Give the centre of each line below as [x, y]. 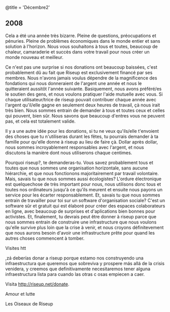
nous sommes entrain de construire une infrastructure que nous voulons [81, 222]
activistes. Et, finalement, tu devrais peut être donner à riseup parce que [81, 216]
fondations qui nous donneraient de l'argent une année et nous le [74, 83]
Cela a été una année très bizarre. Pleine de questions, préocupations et [81, 36]
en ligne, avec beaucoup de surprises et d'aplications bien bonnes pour [80, 211]
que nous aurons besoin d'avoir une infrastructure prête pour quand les [80, 233]
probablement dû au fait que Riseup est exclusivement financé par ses [79, 72]
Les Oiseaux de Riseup [29, 304]
